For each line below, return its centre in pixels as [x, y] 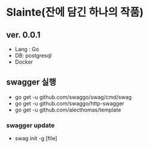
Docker [24, 62]
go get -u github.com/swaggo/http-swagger [69, 103]
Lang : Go [27, 49]
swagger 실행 [31, 82]
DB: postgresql [33, 55]
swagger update [31, 125]
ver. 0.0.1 [23, 34]
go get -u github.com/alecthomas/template [68, 110]
